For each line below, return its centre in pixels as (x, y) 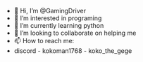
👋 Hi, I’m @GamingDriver (50, 11)
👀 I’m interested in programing (58, 18)
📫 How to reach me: (44, 41)
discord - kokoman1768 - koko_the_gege (73, 51)
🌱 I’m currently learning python (59, 25)
